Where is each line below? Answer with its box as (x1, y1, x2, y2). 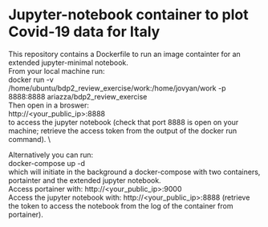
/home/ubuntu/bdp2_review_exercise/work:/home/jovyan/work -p (8, 83, 226, 93)
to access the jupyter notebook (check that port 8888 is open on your (8, 117, 239, 127)
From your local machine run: (8, 66, 106, 75)
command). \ (8, 134, 51, 144)
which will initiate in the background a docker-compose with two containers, (8, 167, 261, 176)
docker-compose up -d (8, 158, 86, 168)
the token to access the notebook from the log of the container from (8, 201, 233, 210)
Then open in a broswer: (8, 100, 90, 110)
